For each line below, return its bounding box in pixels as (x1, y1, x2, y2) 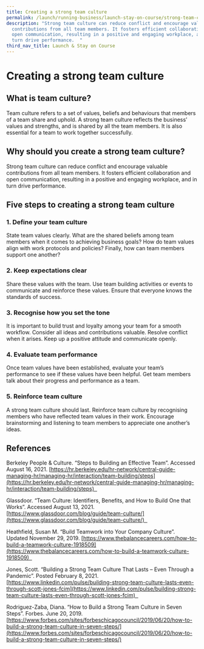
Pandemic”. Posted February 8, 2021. (6, 572, 99, 580)
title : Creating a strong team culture (6, 9, 107, 15)
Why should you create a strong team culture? (6, 147, 185, 157)
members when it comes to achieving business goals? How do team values (6, 238, 194, 245)
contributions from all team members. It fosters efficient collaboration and (6, 169, 191, 177)
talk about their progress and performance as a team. (6, 377, 140, 384)
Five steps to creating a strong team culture (6, 200, 175, 210)
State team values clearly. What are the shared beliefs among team (6, 232, 174, 239)
